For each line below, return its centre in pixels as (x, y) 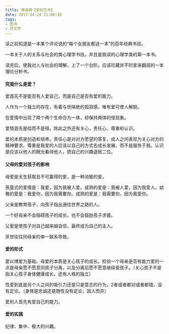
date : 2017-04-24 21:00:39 (33, 15)
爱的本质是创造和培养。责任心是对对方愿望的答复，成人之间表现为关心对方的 (84, 139)
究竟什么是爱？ (21, 84)
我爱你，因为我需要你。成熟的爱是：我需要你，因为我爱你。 (89, 194)
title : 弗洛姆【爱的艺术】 (30, 10)
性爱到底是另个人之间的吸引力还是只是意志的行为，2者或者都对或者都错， (81, 284)
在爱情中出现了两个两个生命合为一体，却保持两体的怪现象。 (67, 118)
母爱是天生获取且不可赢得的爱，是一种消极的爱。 (56, 176)
